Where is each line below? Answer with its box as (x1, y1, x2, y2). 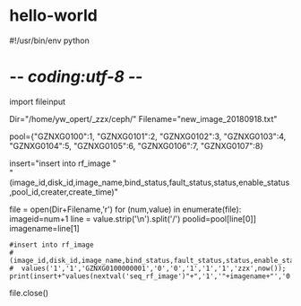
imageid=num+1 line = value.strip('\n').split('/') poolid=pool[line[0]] (9, 213, 257, 224)
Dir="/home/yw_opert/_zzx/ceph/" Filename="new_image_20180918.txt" (9, 113, 278, 124)
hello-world (9, 5, 99, 26)
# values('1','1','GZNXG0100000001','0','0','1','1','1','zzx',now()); (9, 264, 287, 273)
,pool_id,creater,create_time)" (9, 186, 118, 197)
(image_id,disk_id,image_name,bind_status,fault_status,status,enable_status (9, 177, 290, 188)
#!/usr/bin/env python (9, 35, 90, 46)
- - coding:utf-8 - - (9, 66, 143, 87)
